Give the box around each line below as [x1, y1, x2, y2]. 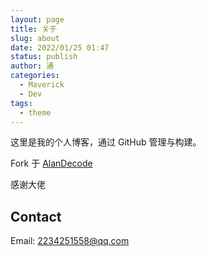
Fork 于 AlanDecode [10, 157, 93, 170]
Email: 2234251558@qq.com [10, 235, 130, 247]
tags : [10, 98, 33, 108]
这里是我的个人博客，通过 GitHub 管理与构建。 [10, 136, 202, 148]
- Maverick [19, 80, 65, 90]
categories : [10, 71, 60, 81]
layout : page [10, 14, 65, 25]
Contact [10, 208, 62, 225]
